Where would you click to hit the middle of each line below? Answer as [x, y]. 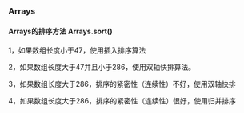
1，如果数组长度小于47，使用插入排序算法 [77, 50]
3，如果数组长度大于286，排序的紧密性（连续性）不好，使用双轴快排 [122, 84]
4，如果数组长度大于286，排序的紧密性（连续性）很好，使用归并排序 [122, 101]
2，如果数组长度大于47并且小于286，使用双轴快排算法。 [102, 67]
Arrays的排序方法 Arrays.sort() [60, 31]
